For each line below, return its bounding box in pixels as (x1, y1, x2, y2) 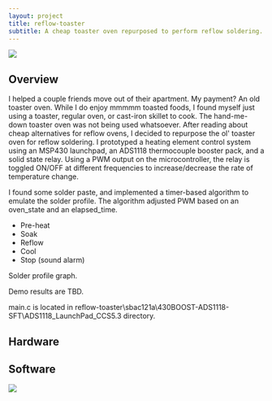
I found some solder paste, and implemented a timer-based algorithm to (8, 188, 249, 198)
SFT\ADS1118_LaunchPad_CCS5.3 (8, 311, 122, 321)
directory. (123, 311, 156, 321)
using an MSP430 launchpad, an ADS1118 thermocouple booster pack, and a (8, 146, 265, 155)
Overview (8, 72, 59, 86)
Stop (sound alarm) (19, 255, 85, 265)
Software (8, 362, 56, 376)
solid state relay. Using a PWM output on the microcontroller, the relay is (8, 155, 250, 164)
